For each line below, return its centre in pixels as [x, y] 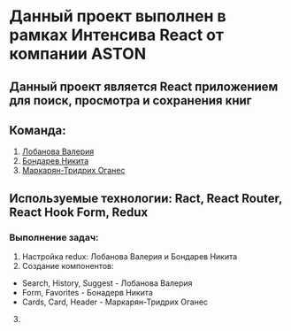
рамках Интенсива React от [116, 35]
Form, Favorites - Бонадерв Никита [87, 293]
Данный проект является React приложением [144, 86]
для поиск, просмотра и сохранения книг [130, 100]
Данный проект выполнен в [118, 16]
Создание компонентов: [68, 266]
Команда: [38, 130]
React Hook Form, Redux [79, 212]
